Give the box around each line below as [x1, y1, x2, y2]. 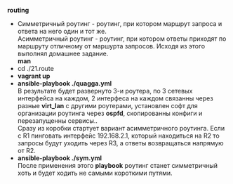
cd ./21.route [17, 65, 54, 72]
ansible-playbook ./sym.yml [17, 154, 102, 162]
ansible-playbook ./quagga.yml [17, 79, 112, 87]
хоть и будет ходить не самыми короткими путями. [17, 169, 173, 177]
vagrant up [17, 72, 51, 80]
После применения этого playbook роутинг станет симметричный [17, 162, 218, 169]
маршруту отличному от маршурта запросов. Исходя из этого [17, 42, 206, 50]
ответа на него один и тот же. [17, 27, 107, 35]
